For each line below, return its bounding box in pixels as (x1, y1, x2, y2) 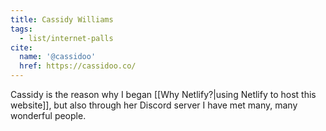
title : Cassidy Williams (10, 14, 114, 25)
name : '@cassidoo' (19, 52, 97, 62)
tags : (10, 24, 33, 34)
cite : (10, 42, 33, 53)
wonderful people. (10, 110, 87, 121)
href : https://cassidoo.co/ (19, 61, 137, 71)
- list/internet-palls (19, 33, 114, 43)
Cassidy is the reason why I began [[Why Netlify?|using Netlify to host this (10, 89, 317, 100)
